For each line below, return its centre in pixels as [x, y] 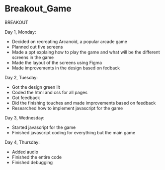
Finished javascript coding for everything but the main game [74, 132]
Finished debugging [32, 162]
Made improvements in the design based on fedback [66, 68]
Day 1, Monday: [20, 32]
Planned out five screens [37, 47]
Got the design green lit [36, 87]
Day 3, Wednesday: [25, 117]
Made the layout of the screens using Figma [57, 62]
